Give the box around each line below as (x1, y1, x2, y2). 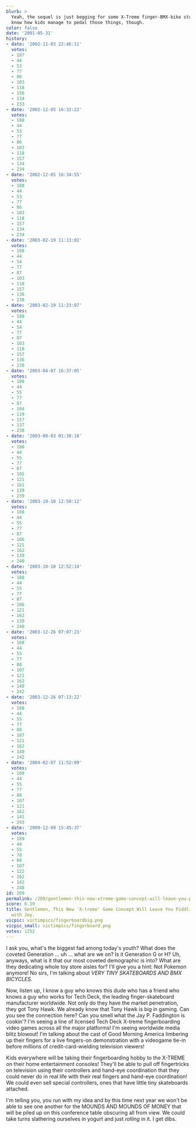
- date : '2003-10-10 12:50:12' (6, 498, 82, 504)
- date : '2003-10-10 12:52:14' (6, 564, 82, 570)
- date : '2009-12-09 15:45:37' (6, 825, 82, 831)
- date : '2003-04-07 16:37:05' (6, 368, 82, 373)
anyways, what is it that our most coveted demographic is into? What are (6, 956, 181, 964)
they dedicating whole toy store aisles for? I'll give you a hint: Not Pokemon (6, 963, 187, 970)
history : (6, 36, 27, 42)
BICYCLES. (6, 975, 33, 982)
